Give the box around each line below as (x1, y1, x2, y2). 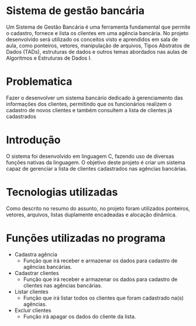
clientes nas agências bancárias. (23, 282, 102, 289)
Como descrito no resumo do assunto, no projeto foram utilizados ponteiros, (6, 204, 190, 211)
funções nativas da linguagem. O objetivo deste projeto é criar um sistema (6, 159, 185, 166)
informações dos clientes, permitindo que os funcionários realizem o (6, 100, 171, 107)
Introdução (6, 133, 61, 147)
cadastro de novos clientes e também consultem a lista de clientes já (6, 106, 173, 113)
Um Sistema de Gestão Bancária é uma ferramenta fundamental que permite (6, 23, 191, 30)
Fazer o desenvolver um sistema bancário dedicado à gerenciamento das (6, 94, 183, 101)
